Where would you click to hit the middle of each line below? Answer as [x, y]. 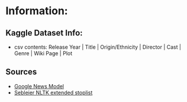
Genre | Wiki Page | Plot [43, 53]
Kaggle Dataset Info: [44, 33]
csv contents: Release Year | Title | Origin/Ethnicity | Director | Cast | [98, 47]
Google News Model [39, 86]
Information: [37, 11]
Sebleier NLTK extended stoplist [53, 93]
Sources [21, 72]
